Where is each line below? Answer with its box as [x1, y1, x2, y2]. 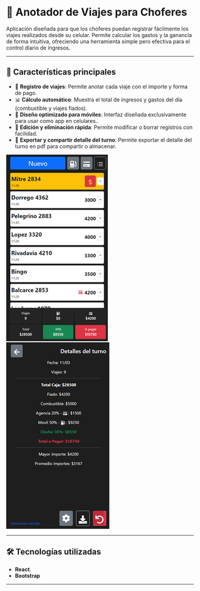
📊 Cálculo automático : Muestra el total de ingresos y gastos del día [14, 96, 183, 103]
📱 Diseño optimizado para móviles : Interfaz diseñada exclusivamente [14, 110, 186, 118]
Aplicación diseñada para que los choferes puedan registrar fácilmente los [6, 25, 189, 32]
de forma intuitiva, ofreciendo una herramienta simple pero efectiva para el [6, 38, 190, 45]
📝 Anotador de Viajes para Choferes [6, 5, 187, 19]
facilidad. [14, 130, 37, 137]
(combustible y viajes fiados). [14, 104, 87, 112]
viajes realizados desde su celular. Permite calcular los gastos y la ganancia [6, 31, 192, 38]
